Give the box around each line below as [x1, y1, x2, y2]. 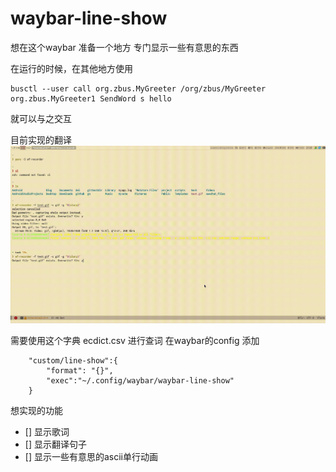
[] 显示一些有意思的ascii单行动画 [24, 451, 158, 463]
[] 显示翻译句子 [24, 438, 87, 451]
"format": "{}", [46, 366, 114, 376]
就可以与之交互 [10, 112, 72, 124]
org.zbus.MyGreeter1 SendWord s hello [10, 93, 172, 104]
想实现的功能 [10, 405, 63, 417]
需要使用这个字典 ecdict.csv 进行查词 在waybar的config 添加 [10, 335, 260, 347]
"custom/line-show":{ [28, 356, 118, 366]
